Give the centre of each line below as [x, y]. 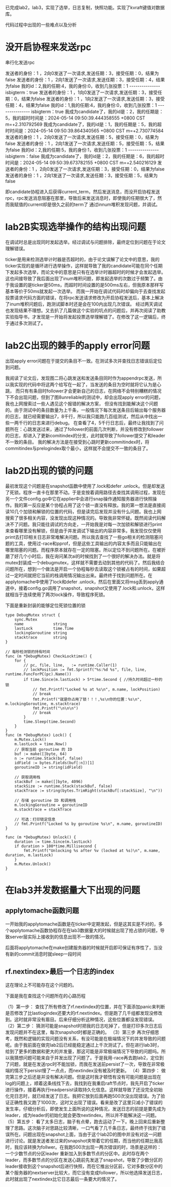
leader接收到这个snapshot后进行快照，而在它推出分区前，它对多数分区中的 [84, 1166]
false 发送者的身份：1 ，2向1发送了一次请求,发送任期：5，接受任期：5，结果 [85, 143]
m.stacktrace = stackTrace [43, 809]
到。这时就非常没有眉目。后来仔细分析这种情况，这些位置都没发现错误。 [81, 1019]
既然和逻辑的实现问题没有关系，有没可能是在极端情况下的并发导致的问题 [90, 1038]
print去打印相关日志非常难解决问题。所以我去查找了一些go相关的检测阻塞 [82, 537]
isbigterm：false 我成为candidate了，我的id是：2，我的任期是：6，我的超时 [85, 156]
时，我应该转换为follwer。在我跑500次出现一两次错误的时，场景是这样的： [83, 1147]
